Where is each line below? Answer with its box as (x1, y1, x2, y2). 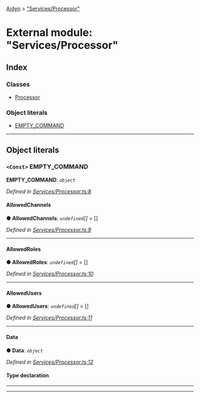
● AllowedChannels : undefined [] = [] (6, 214, 98, 222)
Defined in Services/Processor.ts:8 (6, 188, 92, 195)
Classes (6, 80, 30, 88)
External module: (6, 26, 93, 39)
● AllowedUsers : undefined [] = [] (6, 303, 89, 310)
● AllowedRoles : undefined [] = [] (6, 259, 88, 266)
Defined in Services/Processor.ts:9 (6, 226, 92, 234)
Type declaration (6, 372, 49, 379)
